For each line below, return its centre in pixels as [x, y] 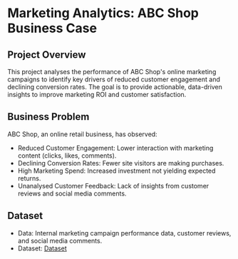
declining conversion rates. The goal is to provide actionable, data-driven [115, 87]
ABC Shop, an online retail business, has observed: [83, 134]
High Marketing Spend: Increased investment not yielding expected [117, 171]
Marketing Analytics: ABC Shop [103, 13]
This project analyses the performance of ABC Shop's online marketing [112, 72]
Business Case [52, 28]
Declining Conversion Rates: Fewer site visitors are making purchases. [121, 163]
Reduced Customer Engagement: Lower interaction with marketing [115, 148]
